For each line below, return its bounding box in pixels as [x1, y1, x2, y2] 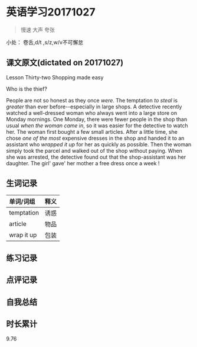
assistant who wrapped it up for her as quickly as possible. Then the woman [6, 140, 192, 148]
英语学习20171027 [6, 5, 96, 19]
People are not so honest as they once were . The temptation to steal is [6, 97, 178, 104]
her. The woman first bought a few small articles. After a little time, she [6, 128, 178, 135]
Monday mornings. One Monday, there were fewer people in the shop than [6, 115, 188, 123]
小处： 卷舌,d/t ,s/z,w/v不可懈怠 [6, 38, 84, 46]
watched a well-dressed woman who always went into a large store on [6, 109, 178, 116]
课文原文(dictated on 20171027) [6, 57, 124, 68]
